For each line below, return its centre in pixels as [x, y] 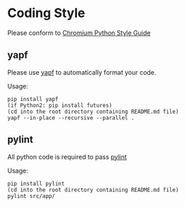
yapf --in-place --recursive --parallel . [71, 118]
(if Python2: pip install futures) [60, 105]
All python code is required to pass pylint [67, 156]
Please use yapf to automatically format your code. [82, 72]
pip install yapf [33, 99]
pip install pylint [36, 184]
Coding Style [46, 13]
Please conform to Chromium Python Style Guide [79, 33]
